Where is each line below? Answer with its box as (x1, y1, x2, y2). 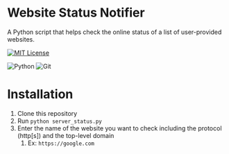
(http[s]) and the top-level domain (17, 131, 114, 139)
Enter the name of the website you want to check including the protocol (17, 123, 222, 132)
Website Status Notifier (7, 5, 145, 21)
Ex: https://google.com (27, 139, 95, 147)
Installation (7, 87, 74, 102)
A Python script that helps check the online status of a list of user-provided (7, 28, 222, 36)
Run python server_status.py (17, 117, 102, 125)
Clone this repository (17, 109, 78, 117)
